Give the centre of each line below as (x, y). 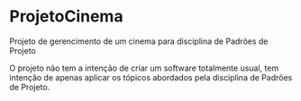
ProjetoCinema (66, 17)
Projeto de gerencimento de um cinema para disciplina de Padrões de (139, 41)
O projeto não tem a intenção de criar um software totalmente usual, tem (144, 68)
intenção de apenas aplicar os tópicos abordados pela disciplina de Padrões (151, 77)
